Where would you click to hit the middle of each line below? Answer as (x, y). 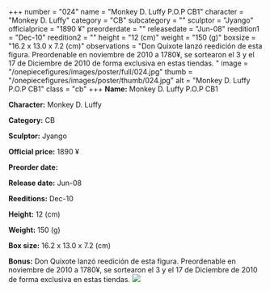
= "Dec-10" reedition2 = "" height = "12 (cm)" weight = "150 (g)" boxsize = (132, 37)
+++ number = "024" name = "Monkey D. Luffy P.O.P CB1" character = (126, 12)
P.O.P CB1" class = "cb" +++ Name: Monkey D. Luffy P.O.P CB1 (113, 89)
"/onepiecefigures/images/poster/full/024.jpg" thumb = (101, 72)
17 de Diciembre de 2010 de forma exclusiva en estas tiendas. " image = (129, 63)
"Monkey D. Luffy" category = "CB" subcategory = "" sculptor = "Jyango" (131, 20)
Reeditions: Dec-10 (41, 198)
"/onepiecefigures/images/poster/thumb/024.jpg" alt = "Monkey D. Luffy (129, 80)
